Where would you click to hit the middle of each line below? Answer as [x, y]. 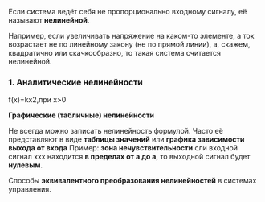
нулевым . [25, 165]
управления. [30, 189]
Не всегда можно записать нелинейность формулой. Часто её [116, 131]
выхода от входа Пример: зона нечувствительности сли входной [123, 148]
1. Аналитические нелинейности [75, 82]
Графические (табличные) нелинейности [82, 115]
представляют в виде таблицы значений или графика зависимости [126, 139]
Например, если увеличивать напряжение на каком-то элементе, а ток [131, 36]
